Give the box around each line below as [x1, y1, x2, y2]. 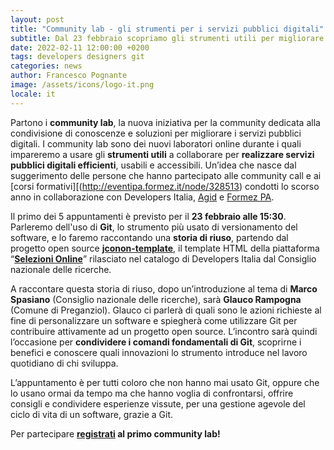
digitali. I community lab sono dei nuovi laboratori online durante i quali [10, 137, 302, 150]
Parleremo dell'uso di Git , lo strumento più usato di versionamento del [10, 221, 298, 233]
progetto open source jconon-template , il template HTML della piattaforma [10, 242, 320, 254]
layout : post [10, 14, 65, 25]
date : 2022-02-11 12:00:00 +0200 [10, 42, 150, 53]
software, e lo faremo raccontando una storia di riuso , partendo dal [10, 231, 289, 243]
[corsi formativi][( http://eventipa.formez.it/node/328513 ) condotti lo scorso [10, 180, 320, 192]
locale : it [10, 89, 56, 99]
